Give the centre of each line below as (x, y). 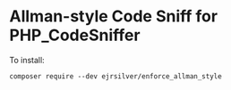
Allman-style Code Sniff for (113, 16)
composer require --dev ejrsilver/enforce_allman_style (115, 76)
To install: (27, 60)
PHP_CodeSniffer (75, 35)
